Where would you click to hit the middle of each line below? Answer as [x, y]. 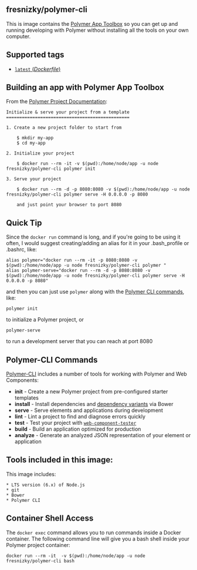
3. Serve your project [34, 179]
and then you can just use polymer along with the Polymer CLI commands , [95, 292]
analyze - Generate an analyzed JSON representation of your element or [103, 435]
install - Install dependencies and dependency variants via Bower [94, 404]
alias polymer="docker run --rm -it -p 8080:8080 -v [72, 260]
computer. [18, 36]
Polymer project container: [38, 545]
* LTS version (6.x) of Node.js [45, 485]
